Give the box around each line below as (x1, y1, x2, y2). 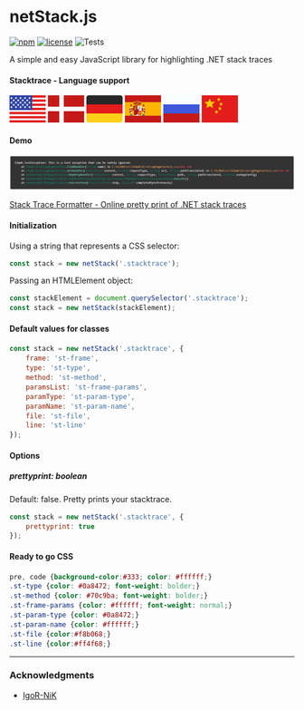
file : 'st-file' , (25, 411, 91, 421)
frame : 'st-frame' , (25, 354, 100, 364)
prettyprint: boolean (9, 471, 88, 481)
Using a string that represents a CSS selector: (9, 240, 180, 251)
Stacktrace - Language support (9, 74, 130, 85)
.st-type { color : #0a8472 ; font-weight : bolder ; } (9, 582, 201, 591)
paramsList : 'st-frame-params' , (25, 383, 147, 392)
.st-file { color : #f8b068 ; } (9, 629, 111, 638)
